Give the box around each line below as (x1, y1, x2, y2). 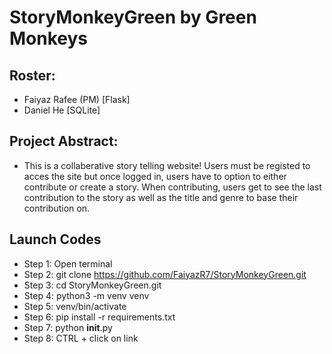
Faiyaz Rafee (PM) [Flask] (23, 94, 131, 105)
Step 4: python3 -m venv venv (23, 289, 150, 301)
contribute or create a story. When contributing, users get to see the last (23, 181, 322, 193)
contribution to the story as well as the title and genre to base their (23, 191, 299, 203)
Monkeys (9, 27, 89, 50)
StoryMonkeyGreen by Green (9, 6, 257, 29)
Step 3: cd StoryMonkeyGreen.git (23, 279, 162, 291)
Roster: (9, 67, 56, 84)
